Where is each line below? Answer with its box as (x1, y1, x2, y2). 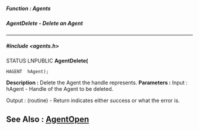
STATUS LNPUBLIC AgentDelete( (6, 57, 88, 65)
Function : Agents (6, 5, 51, 12)
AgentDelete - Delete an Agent (6, 20, 83, 27)
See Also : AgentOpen (6, 114, 89, 124)
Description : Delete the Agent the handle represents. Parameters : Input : (6, 79, 188, 86)
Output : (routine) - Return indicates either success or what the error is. (6, 97, 180, 104)
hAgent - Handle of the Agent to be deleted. (6, 85, 114, 93)
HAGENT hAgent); (6, 69, 49, 75)
